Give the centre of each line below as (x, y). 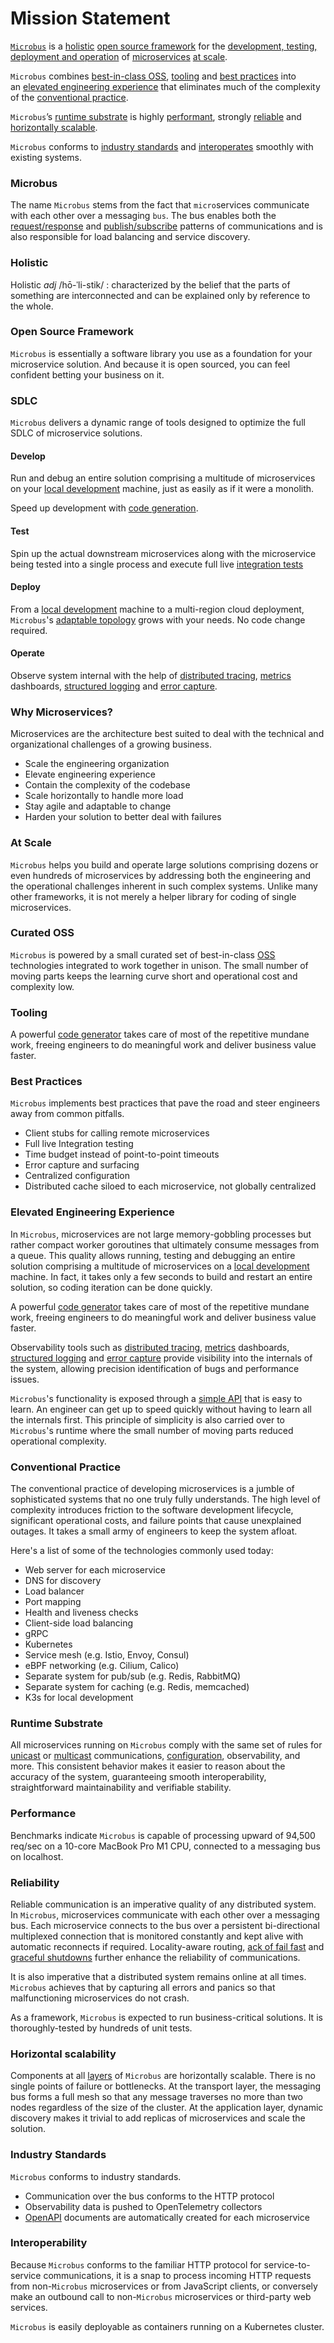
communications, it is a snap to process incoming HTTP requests (177, 2275)
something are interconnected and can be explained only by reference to (160, 295)
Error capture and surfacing (82, 1165)
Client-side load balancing (79, 1623)
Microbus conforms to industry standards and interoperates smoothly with (162, 146)
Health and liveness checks (81, 1613)
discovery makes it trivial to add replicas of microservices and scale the (158, 2118)
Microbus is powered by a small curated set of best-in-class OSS (143, 954)
